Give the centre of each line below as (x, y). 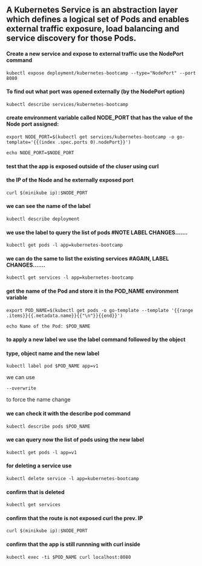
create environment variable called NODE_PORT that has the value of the (99, 118)
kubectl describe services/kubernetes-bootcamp (67, 104)
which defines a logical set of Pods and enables (98, 20)
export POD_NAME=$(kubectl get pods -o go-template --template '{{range (100, 310)
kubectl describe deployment (43, 219)
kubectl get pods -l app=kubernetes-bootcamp (64, 245)
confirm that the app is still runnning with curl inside (73, 544)
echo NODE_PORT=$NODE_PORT (40, 153)
